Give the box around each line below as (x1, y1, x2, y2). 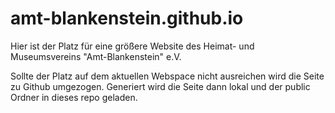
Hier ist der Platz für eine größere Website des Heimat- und (10, 40, 255, 52)
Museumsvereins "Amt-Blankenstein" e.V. (10, 50, 182, 62)
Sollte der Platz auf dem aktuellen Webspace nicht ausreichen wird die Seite (10, 70, 325, 82)
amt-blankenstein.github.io (10, 7, 244, 30)
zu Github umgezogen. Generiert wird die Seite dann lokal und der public (10, 80, 311, 92)
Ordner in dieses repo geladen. (10, 91, 138, 103)
